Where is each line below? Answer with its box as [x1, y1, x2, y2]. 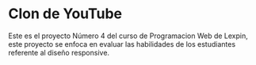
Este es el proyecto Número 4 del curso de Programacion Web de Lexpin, [8, 31, 248, 40]
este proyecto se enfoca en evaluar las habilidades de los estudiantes [8, 39, 236, 48]
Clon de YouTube [8, 5, 123, 23]
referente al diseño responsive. [8, 48, 109, 57]
